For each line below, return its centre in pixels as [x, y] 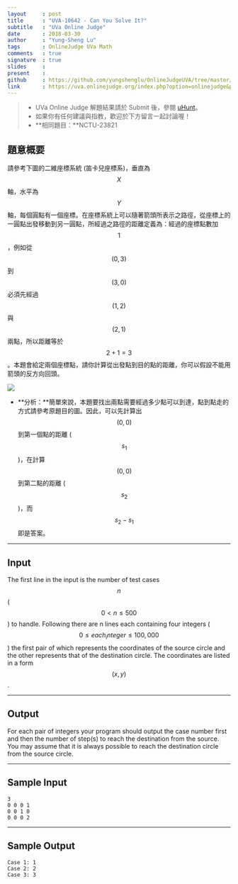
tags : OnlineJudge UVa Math [60, 47]
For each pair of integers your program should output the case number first [117, 731]
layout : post [34, 14]
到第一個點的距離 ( [45, 435]
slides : [27, 67]
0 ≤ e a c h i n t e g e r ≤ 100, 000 [119, 636]
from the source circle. [40, 754]
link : [27, 86]
